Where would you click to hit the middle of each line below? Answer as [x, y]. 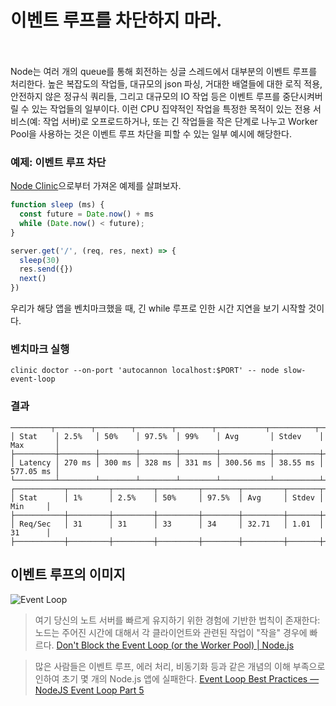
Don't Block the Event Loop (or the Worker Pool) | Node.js [175, 645]
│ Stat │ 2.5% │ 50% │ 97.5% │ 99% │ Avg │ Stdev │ [167, 436]
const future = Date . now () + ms [87, 214]
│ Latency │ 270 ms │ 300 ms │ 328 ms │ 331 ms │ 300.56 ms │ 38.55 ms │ [167, 462]
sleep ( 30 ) [39, 260]
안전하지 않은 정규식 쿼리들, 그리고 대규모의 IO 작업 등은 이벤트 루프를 [145, 96]
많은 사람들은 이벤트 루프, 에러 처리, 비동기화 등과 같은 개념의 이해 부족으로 [180, 666]
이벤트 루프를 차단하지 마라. [116, 20]
